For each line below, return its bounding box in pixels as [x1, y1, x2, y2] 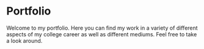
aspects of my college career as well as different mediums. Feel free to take [6, 30, 197, 38]
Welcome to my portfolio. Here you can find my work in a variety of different [6, 24, 198, 31]
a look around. [6, 37, 43, 44]
